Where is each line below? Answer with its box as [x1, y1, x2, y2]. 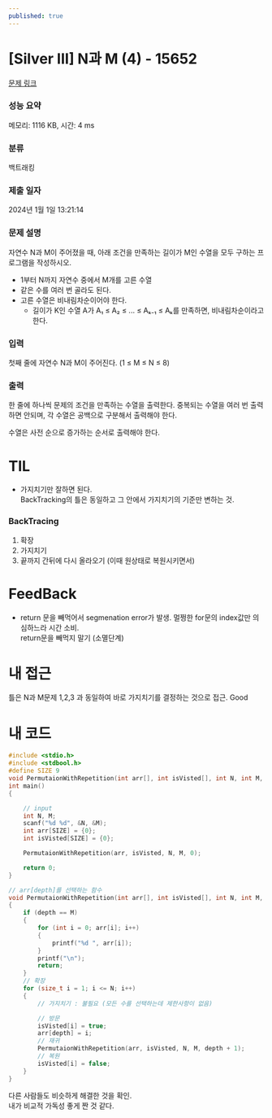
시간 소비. [48, 622, 80, 632]
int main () [8, 782, 45, 790]
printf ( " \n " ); [37, 954, 85, 963]
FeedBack [8, 584, 77, 603]
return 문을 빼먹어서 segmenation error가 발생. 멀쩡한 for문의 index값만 [19, 612, 252, 622]
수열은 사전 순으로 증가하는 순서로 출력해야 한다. [8, 428, 161, 438]
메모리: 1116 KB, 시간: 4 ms [8, 120, 95, 130]
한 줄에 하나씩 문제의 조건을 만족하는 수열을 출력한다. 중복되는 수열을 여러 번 [8, 400, 249, 410]
